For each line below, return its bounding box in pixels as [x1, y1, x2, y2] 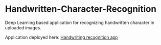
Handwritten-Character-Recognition [5, 3, 157, 15]
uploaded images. [5, 24, 42, 30]
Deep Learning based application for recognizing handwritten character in [5, 20, 155, 25]
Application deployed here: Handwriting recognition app [5, 34, 118, 40]
